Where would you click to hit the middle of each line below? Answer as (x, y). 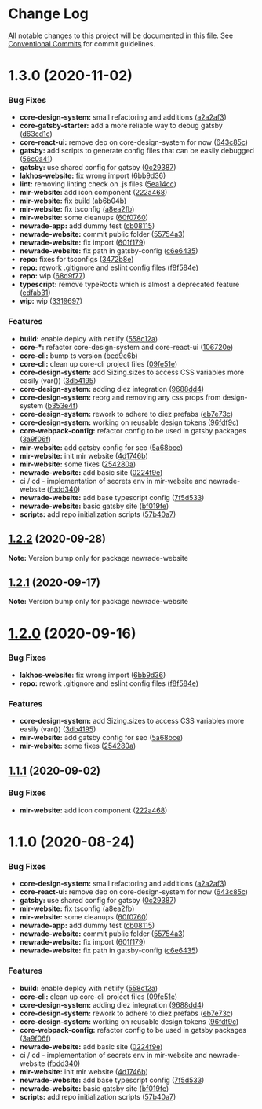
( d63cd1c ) (36, 134)
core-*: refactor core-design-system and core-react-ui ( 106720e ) (126, 347)
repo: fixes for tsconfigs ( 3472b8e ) (76, 260)
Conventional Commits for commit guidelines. (82, 43)
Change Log (48, 14)
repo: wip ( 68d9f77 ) (53, 276)
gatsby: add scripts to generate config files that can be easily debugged (137, 151)
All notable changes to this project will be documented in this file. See (121, 35)
